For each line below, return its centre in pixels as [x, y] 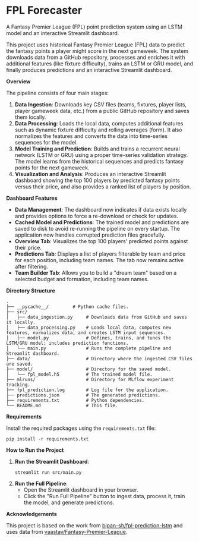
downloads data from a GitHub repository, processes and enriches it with [96, 57]
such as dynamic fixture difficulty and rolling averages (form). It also [98, 130]
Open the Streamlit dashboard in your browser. [81, 490]
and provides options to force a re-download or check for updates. [97, 216]
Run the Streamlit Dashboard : [52, 461]
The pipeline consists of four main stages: [57, 93]
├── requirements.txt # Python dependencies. [75, 400]
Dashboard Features [32, 198]
